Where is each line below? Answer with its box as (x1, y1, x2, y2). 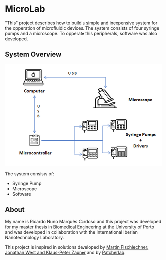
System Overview (5, 50, 62, 59)
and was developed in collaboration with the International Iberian (5, 229, 138, 235)
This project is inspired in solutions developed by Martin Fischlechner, (5, 244, 149, 250)
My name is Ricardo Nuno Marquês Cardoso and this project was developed (5, 219, 162, 225)
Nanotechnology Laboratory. (5, 235, 64, 241)
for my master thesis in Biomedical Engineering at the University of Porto (5, 224, 154, 230)
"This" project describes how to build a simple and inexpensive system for (5, 20, 158, 26)
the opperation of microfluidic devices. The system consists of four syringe (5, 25, 160, 31)
